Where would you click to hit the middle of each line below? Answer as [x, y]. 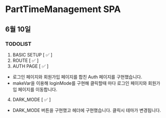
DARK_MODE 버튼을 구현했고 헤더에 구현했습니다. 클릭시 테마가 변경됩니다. [87, 110]
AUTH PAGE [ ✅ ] [31, 66]
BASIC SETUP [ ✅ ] [33, 54]
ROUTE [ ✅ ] [25, 60]
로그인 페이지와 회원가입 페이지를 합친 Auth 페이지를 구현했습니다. [77, 77]
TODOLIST [18, 44]
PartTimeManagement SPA [63, 9]
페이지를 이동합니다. [38, 89]
